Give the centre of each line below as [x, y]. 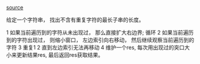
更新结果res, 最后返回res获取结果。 [60, 55]
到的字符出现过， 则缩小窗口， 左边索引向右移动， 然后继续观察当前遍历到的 [100, 40]
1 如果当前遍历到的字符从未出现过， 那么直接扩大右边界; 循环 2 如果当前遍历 [100, 32]
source [15, 7]
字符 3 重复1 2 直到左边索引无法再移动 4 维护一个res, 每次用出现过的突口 [96, 47]
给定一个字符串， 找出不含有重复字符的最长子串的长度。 [75, 20]
